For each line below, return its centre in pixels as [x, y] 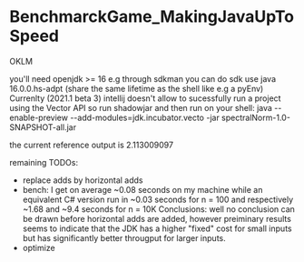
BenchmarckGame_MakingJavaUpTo [152, 17]
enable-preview [39, 117]
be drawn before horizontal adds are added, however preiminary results [157, 218]
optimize [39, 247]
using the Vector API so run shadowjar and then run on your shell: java [141, 107]
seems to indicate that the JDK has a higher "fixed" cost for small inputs [157, 228]
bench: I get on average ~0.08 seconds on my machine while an [142, 189]
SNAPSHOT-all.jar [43, 127]
